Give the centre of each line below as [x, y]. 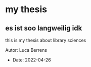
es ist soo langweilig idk [44, 28]
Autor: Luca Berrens [26, 50]
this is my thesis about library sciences [46, 40]
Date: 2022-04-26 [32, 60]
